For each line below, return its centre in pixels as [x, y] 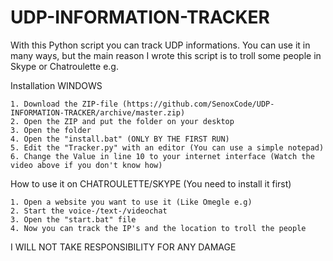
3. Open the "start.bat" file [73, 219]
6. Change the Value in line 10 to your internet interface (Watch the [162, 156]
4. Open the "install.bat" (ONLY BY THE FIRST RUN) [120, 139]
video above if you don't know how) [86, 165]
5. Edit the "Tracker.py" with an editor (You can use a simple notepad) [167, 147]
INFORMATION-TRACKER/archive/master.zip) [98, 112]
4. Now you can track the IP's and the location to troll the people [158, 228]
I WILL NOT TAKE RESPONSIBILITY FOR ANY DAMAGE [123, 247]
